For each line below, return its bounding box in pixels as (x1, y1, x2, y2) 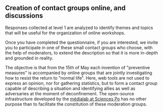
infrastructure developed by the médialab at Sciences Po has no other (5, 96, 147, 102)
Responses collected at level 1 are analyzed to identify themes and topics (5, 25, 153, 30)
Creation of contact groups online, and (5, 4, 126, 12)
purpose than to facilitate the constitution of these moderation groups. (5, 101, 147, 107)
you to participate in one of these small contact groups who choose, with (5, 44, 153, 51)
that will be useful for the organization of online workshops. (5, 29, 126, 36)
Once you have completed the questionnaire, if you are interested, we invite (5, 39, 158, 45)
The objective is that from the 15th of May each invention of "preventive (5, 64, 150, 70)
